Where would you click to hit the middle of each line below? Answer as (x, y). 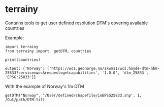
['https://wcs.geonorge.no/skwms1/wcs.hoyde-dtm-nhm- (103, 68)
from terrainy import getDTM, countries (48, 51)
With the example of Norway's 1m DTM (45, 86)
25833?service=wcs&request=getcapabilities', (52, 73)
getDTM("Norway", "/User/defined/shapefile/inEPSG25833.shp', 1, (73, 95)
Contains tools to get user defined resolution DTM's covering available (77, 23)
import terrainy (22, 47)
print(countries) (23, 60)
